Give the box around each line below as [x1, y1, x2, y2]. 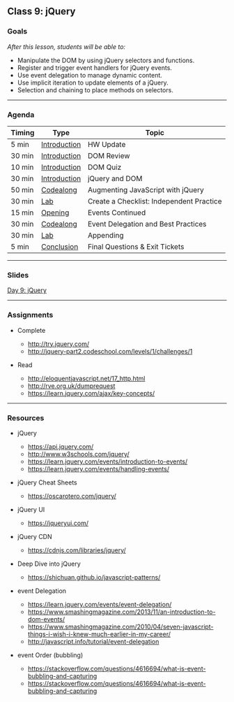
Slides [7, 270, 29, 280]
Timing [10, 127, 35, 137]
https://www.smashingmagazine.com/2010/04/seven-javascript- [27, 622, 214, 631]
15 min [10, 208, 34, 217]
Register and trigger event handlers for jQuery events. [17, 63, 173, 72]
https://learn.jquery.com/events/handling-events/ [27, 464, 169, 473]
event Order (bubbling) [17, 650, 84, 659]
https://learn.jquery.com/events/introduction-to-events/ [27, 457, 188, 466]
